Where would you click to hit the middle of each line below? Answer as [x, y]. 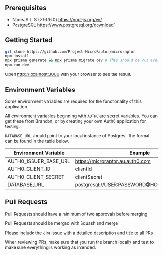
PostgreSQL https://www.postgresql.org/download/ [63, 25]
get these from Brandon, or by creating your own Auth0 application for [75, 121]
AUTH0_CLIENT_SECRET [36, 177]
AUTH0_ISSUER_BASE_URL [39, 161]
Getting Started [29, 40]
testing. [13, 126]
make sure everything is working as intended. [50, 247]
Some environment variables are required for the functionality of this [73, 101]
